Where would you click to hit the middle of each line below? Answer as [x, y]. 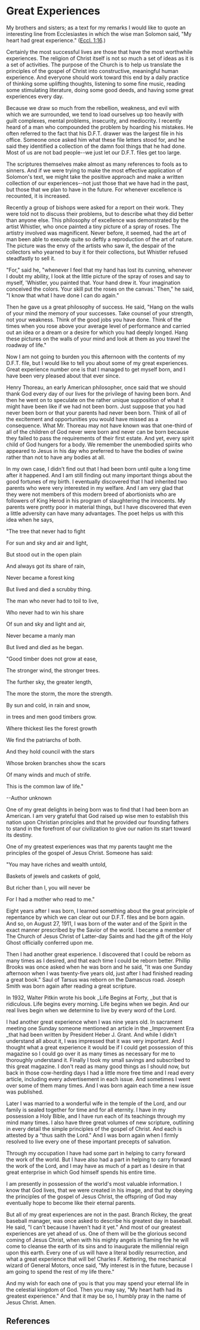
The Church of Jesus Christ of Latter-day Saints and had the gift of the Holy [99, 936]
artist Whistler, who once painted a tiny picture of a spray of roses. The [93, 226]
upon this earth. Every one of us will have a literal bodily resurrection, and [97, 1252]
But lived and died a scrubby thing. [49, 589]
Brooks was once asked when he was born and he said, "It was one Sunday [99, 967]
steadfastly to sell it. [31, 258]
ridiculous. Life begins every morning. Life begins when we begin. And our [98, 1004]
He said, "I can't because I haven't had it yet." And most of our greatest [94, 1227]
